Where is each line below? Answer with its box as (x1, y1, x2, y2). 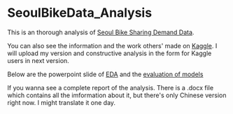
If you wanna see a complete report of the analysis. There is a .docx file (7, 83, 214, 92)
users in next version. (7, 56, 70, 64)
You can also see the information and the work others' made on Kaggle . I (7, 41, 218, 50)
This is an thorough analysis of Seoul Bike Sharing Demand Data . (7, 28, 195, 36)
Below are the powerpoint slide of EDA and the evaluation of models (7, 70, 204, 78)
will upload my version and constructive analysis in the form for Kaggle (7, 49, 212, 57)
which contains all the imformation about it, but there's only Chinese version (7, 91, 227, 99)
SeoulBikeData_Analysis (7, 5, 153, 21)
